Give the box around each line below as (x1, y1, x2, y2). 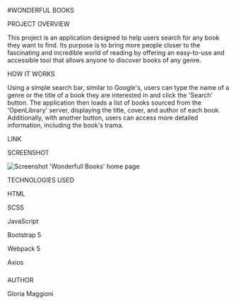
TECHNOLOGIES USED (7, 176, 75, 184)
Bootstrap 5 (7, 231, 42, 239)
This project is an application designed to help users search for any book (7, 33, 220, 42)
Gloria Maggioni (7, 289, 54, 298)
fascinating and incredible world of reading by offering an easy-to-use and (7, 49, 225, 57)
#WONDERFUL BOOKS (7, 6, 74, 14)
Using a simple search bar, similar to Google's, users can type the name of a (7, 84, 230, 91)
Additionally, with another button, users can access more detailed (7, 113, 199, 122)
